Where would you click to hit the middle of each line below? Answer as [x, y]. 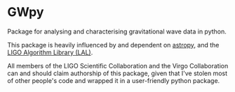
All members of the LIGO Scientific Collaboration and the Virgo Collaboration [118, 66]
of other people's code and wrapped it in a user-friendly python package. [114, 80]
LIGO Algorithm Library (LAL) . [50, 52]
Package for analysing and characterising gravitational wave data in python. [117, 31]
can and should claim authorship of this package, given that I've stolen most [117, 73]
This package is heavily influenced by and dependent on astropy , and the [113, 45]
